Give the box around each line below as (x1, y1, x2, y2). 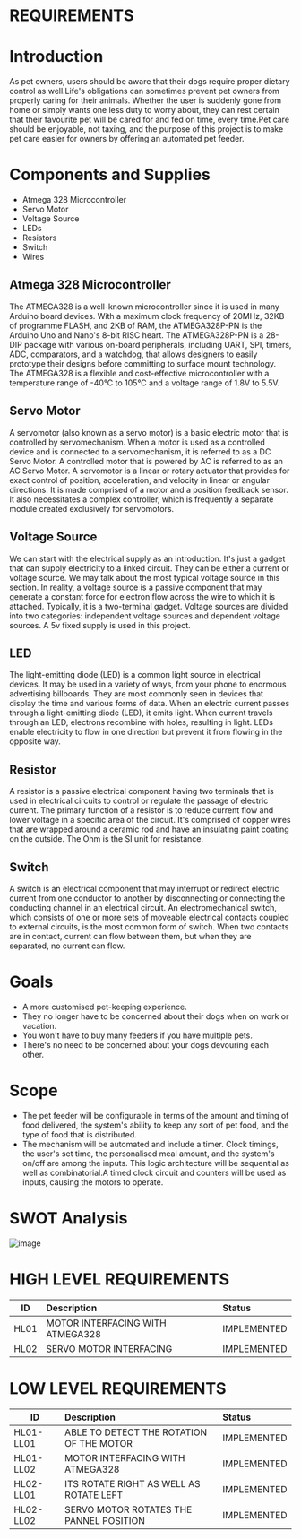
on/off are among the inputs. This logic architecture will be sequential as (21, 1157, 289, 1168)
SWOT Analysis (9, 1208, 128, 1228)
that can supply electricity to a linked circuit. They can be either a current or (9, 562, 289, 574)
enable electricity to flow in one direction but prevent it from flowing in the (9, 727, 283, 738)
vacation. (21, 1020, 57, 1031)
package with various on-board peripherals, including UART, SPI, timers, (23, 339, 292, 350)
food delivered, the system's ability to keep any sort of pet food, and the (21, 1120, 289, 1130)
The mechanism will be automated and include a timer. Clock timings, (21, 1138, 279, 1149)
